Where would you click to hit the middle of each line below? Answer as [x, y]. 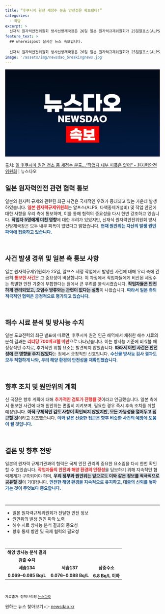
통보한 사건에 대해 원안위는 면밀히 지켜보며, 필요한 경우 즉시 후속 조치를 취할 [83, 406]
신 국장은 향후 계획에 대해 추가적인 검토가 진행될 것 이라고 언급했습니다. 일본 [77, 399]
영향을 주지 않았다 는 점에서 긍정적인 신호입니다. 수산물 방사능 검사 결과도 [88, 354]
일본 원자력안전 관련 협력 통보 [47, 188]
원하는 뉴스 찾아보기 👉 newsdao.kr [40, 607]
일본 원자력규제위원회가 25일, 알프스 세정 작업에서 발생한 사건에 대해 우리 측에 [80, 271]
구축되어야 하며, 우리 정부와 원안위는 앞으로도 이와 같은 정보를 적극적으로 [91, 476]
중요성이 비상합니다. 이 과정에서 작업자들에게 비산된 [95, 277]
